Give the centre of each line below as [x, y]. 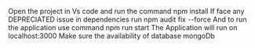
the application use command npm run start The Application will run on [123, 27]
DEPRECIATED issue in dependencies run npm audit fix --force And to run [127, 19]
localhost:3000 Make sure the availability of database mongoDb [112, 36]
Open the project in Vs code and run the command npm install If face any [126, 11]
